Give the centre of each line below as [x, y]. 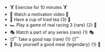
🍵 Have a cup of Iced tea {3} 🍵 [40, 19]
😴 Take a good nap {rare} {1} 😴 [44, 39]
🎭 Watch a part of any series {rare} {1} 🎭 [52, 32]
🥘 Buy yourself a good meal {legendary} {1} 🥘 [55, 44]
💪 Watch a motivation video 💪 [39, 14]
